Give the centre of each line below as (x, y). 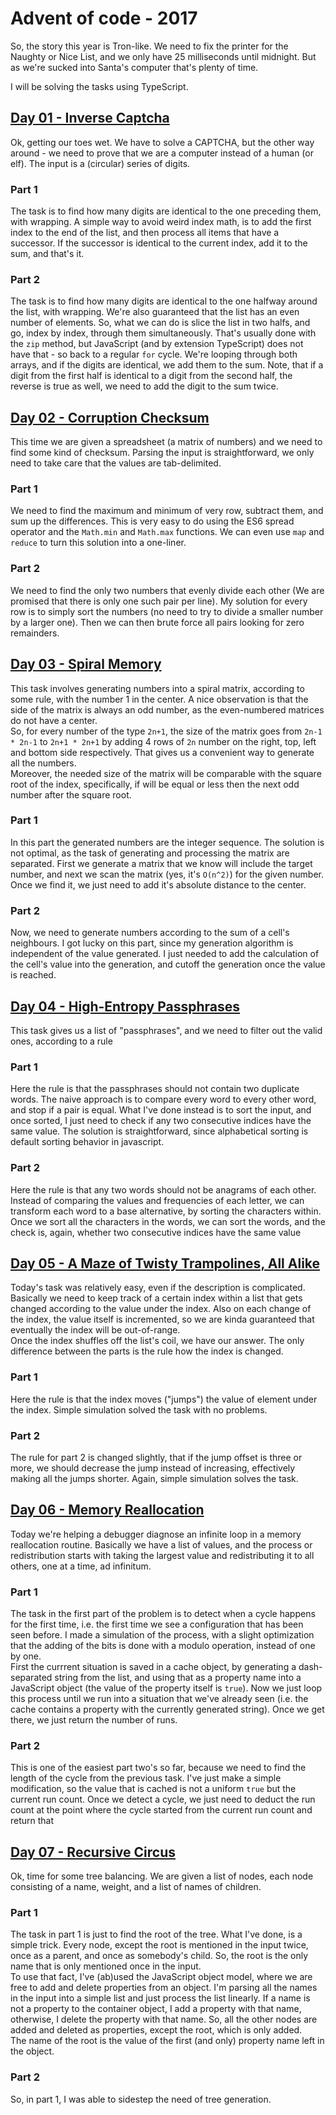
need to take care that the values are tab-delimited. (116, 463)
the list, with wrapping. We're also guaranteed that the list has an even (155, 312)
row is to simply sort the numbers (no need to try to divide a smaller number (167, 611)
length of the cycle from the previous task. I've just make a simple (146, 1778)
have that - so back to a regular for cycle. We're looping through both (154, 354)
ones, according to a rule (61, 1041)
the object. (32, 2051)
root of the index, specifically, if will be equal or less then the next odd (155, 784)
